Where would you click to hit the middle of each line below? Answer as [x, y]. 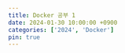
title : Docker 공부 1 [42, 15]
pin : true [24, 37]
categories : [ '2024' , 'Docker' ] [61, 30]
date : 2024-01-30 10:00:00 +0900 [63, 23]
